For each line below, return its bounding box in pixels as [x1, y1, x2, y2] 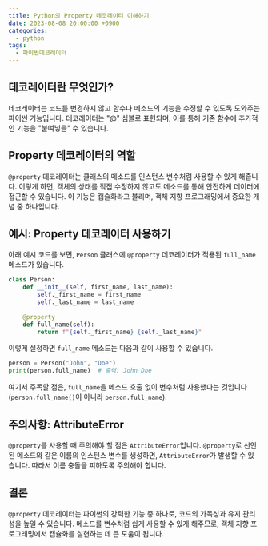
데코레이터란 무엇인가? [8, 81, 114, 94]
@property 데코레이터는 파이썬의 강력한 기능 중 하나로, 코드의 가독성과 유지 [8, 508, 242, 518]
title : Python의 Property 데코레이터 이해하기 [8, 11, 150, 20]
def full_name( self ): [22, 321, 94, 329]
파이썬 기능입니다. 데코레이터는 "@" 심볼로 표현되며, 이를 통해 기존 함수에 [8, 113, 238, 122]
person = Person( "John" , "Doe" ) [8, 359, 116, 368]
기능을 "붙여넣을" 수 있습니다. [16, 123, 110, 133]
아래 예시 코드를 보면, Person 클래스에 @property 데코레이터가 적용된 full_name [8, 249, 256, 260]
